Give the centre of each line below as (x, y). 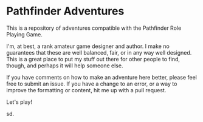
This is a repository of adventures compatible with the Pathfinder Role (94, 28)
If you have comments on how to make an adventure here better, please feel (102, 77)
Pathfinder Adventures (65, 11)
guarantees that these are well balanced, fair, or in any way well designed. (99, 52)
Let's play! (19, 102)
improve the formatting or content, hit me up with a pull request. (86, 90)
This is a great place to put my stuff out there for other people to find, (93, 59)
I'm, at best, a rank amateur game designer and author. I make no (88, 46)
